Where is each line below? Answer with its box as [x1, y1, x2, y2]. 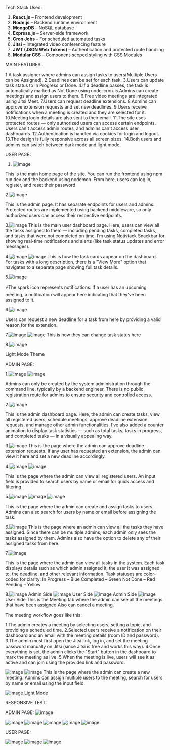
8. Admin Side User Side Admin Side [5, 591, 137, 597]
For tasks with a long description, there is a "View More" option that [5, 259, 147, 265]
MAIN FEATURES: [5, 62, 42, 67]
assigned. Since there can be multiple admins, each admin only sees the [5, 529, 156, 535]
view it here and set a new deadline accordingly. [5, 453, 106, 459]
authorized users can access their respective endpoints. [5, 212, 122, 218]
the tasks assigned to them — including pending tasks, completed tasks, [5, 228, 157, 233]
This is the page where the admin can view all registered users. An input [5, 473, 156, 479]
